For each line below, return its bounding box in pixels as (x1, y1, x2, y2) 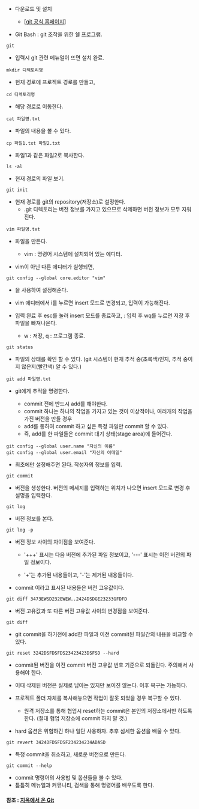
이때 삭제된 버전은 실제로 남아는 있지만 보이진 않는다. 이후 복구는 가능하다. (14, 682, 188, 689)
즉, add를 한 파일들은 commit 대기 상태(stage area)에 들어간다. (23, 430, 173, 437)
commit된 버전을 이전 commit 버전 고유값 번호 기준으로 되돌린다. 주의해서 (14, 661, 188, 668)
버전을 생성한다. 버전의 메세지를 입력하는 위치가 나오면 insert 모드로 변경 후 (14, 484, 191, 491)
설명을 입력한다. (14, 492, 52, 498)
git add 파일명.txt (6, 376, 51, 382)
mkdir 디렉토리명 (6, 67, 43, 73)
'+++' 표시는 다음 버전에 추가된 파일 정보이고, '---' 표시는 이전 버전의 (23, 551, 185, 558)
